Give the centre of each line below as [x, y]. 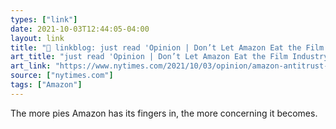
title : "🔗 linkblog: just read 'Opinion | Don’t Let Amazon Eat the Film [167, 47]
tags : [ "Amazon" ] [46, 85]
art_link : [31, 66]
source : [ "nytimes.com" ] [62, 76]
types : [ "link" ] [44, 19]
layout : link [37, 38]
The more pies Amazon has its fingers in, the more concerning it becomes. [164, 113]
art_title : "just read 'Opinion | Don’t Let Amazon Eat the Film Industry [169, 57]
